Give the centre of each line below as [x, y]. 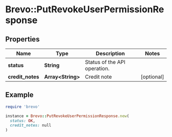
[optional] [152, 77]
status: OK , [23, 121]
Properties [23, 39]
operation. [98, 68]
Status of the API [105, 62]
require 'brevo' [23, 107]
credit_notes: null [31, 125]
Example [19, 95]
